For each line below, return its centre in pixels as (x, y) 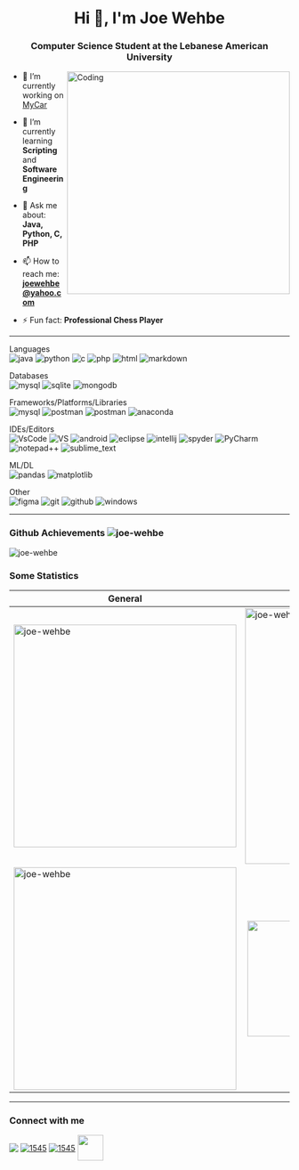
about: (34, 215)
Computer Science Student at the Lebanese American (149, 46)
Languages (30, 349)
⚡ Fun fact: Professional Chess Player (93, 321)
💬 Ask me (40, 206)
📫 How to (40, 261)
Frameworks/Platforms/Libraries (68, 402)
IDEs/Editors (32, 429)
